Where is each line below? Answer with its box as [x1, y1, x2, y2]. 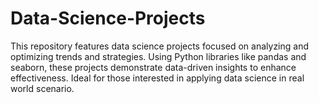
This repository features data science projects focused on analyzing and [10, 40, 309, 52]
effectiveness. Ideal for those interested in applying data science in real [10, 72, 305, 84]
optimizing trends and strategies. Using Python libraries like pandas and [10, 50, 307, 62]
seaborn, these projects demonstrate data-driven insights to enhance [10, 61, 297, 73]
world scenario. [10, 82, 75, 94]
